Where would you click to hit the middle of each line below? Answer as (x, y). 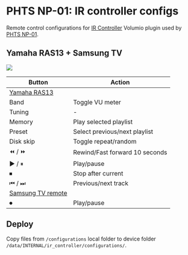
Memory (21, 122)
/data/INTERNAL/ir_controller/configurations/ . (67, 245)
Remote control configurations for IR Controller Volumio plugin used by (94, 28)
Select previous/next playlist (113, 131)
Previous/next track (101, 183)
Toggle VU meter (97, 102)
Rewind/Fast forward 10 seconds (120, 153)
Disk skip (22, 141)
